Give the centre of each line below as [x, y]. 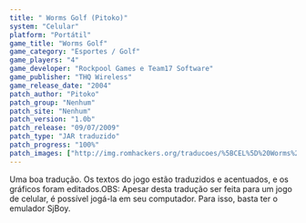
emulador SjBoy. [40, 208]
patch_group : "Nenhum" [52, 102]
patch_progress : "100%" [55, 145]
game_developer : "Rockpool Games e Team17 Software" [112, 69]
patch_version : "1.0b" [52, 119]
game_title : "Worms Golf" [58, 43]
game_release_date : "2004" [61, 86]
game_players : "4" [44, 60]
